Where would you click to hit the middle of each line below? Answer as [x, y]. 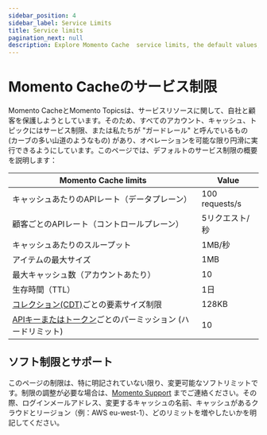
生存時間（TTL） [44, 289]
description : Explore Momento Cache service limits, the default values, [135, 45]
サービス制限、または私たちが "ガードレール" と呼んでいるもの [145, 130]
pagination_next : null [46, 38]
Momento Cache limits [103, 181]
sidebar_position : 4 [43, 16]
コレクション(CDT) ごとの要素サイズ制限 [87, 305]
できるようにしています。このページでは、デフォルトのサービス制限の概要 [136, 150]
